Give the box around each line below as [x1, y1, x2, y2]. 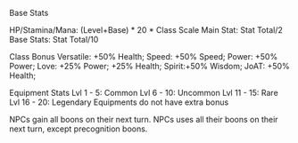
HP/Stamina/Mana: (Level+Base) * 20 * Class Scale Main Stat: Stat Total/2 [9, 25, 283, 35]
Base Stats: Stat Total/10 [9, 35, 99, 44]
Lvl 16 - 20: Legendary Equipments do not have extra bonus [9, 97, 229, 107]
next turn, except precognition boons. [9, 123, 148, 134]
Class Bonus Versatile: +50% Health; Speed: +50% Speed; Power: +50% [9, 52, 278, 61]
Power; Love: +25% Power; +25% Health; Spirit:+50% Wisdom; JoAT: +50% [9, 61, 290, 71]
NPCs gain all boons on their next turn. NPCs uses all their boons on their [9, 115, 278, 124]
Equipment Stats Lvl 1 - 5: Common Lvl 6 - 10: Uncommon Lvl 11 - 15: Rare [9, 88, 278, 98]
